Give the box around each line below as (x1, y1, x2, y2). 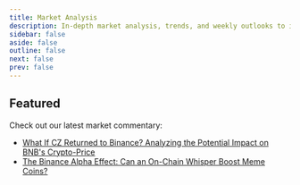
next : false (9, 55, 54, 63)
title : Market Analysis (9, 13, 98, 22)
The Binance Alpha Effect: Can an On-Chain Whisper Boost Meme (21, 156, 266, 166)
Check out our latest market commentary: (9, 120, 163, 130)
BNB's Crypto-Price (21, 147, 96, 157)
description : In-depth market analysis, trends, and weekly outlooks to (9, 21, 286, 30)
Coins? (21, 165, 48, 176)
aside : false (9, 38, 58, 47)
